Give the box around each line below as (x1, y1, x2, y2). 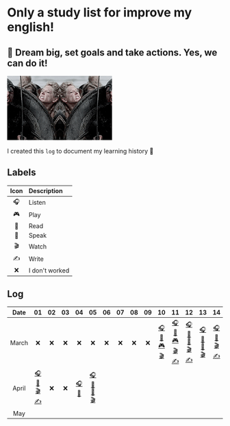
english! (7, 19, 55, 35)
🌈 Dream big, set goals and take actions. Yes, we (7, 47, 218, 58)
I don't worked (28, 266, 70, 275)
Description (28, 187, 63, 195)
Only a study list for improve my (7, 5, 192, 21)
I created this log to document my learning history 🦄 (7, 147, 154, 155)
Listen (28, 199, 47, 207)
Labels (7, 166, 36, 179)
